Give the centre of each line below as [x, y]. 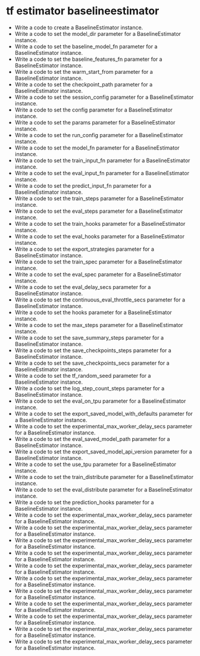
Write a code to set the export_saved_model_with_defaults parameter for [104, 414]
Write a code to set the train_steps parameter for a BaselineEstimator [99, 198]
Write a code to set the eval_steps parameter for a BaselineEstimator [99, 211]
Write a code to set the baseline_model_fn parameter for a [86, 46]
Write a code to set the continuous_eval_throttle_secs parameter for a [100, 300]
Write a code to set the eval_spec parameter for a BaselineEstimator [98, 274]
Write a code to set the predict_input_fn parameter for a [83, 185]
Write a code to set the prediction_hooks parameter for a [84, 502]
